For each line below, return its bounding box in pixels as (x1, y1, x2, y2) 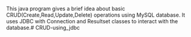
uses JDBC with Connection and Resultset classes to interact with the (6, 18, 178, 24)
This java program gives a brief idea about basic (6, 5, 126, 12)
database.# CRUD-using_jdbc (6, 24, 80, 31)
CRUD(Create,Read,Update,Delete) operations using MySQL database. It (6, 11, 186, 18)
